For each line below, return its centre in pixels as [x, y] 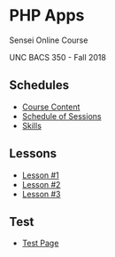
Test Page [40, 243]
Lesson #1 [40, 175]
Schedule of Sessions [61, 116]
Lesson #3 [41, 194]
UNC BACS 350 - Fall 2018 [57, 57]
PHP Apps [47, 16]
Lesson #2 [41, 184]
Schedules [39, 85]
